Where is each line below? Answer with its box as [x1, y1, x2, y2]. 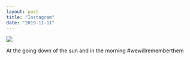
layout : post [6, 8, 39, 15]
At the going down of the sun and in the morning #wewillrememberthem [6, 47, 184, 54]
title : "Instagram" [6, 14, 55, 20]
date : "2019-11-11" [6, 20, 55, 26]
